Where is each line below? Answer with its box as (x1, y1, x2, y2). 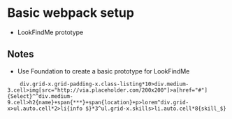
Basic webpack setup (7, 5, 135, 21)
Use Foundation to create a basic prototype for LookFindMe (17, 66, 190, 75)
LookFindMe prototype (17, 28, 84, 36)
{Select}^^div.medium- (7, 92, 73, 99)
